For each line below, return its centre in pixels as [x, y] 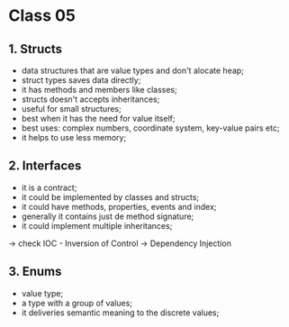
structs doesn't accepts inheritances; [90, 99]
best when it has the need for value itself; [98, 118]
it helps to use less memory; [74, 137]
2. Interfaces [45, 166]
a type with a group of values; [77, 303]
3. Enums [35, 272]
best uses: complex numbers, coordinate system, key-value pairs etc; [150, 128]
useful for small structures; [72, 109]
